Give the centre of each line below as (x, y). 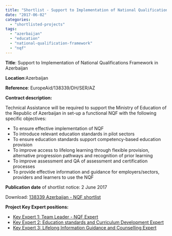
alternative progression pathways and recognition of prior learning (83, 155)
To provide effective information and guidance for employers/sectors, (86, 172)
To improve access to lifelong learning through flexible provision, (81, 150)
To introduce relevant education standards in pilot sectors (73, 134)
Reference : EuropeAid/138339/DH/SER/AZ (50, 88)
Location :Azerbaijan (27, 78)
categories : (18, 19)
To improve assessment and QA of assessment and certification (80, 161)
